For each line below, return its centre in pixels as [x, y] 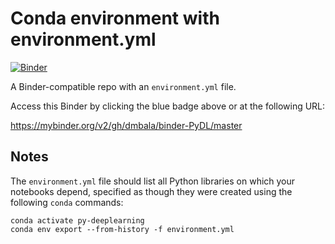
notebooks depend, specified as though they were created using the [151, 191]
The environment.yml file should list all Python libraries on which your [153, 181]
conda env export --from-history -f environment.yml [122, 229]
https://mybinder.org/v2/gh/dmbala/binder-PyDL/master [126, 125]
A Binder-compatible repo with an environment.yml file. [123, 86]
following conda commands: [67, 202]
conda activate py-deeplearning [77, 220]
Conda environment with [115, 18]
